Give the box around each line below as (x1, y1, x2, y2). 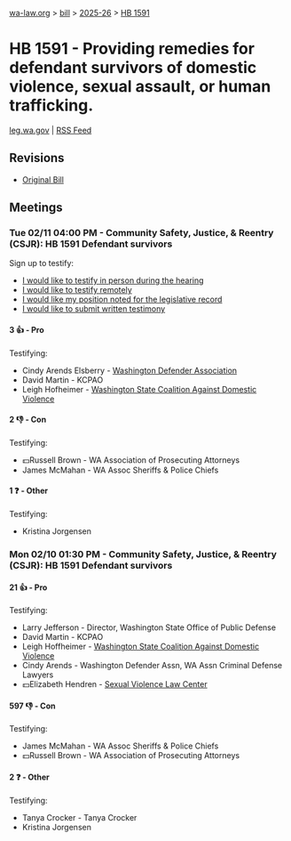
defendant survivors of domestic (9, 58, 257, 78)
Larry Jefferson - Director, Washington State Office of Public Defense (21, 622, 277, 633)
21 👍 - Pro (9, 582, 48, 593)
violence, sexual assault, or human (9, 77, 271, 97)
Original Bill (21, 174, 65, 185)
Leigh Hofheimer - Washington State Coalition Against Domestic (21, 384, 257, 394)
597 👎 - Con (9, 700, 56, 711)
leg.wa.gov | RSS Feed (9, 125, 92, 135)
